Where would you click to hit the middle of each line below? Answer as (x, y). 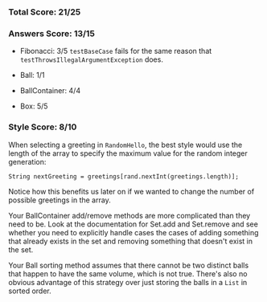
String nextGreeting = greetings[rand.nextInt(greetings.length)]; (124, 176)
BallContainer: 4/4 (50, 91)
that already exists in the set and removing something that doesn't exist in (131, 241)
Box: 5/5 (34, 106)
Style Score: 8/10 (43, 127)
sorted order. (30, 291)
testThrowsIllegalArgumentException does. (91, 59)
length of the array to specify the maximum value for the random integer (128, 153)
